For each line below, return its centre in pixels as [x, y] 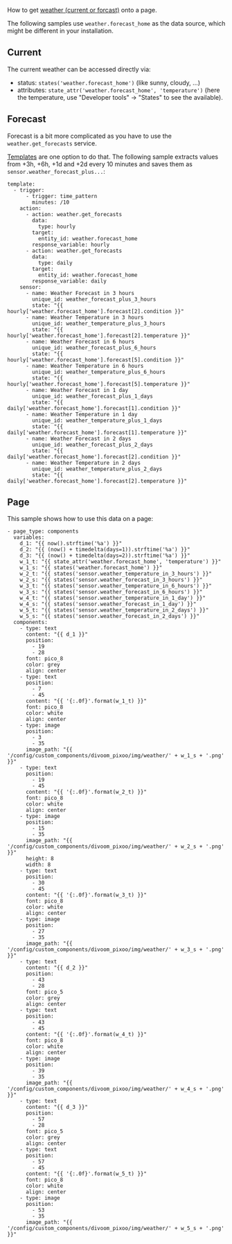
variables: [29, 537]
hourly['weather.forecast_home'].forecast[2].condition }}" [96, 311]
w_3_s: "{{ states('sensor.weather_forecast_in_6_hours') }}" [111, 592]
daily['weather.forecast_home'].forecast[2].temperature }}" [97, 481]
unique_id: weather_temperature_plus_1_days [97, 420]
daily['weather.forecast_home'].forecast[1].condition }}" [94, 408]
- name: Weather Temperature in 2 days [83, 463]
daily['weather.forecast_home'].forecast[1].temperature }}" [97, 432]
